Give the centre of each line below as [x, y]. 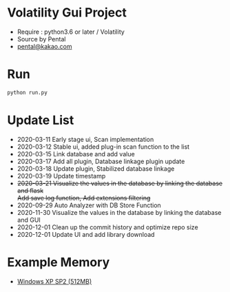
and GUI [29, 220]
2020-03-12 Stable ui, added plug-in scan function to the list [103, 147]
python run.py [28, 92]
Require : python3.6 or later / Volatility [71, 32]
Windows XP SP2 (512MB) [54, 281]
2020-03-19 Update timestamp [61, 176]
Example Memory [59, 262]
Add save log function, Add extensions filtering [84, 198]
